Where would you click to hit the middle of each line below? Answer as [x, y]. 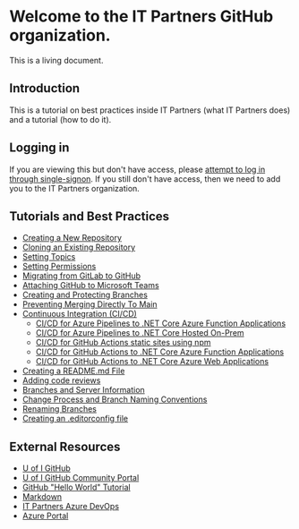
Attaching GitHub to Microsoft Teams [90, 286]
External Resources [65, 446]
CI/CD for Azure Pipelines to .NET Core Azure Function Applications [161, 323]
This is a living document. [56, 60]
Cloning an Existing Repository [79, 247]
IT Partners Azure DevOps [70, 507]
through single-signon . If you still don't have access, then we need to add [145, 179]
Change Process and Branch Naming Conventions [115, 399]
